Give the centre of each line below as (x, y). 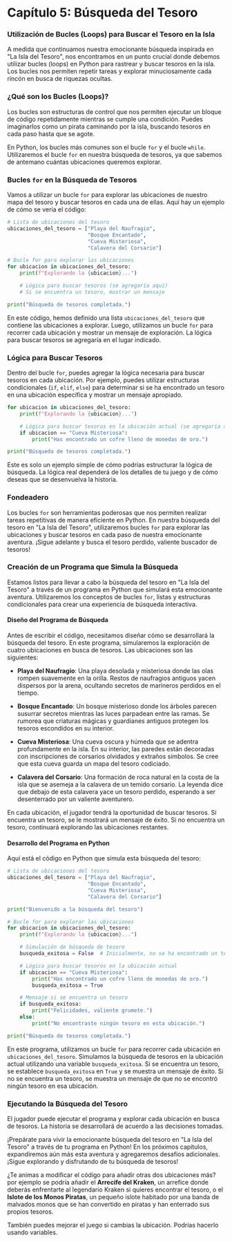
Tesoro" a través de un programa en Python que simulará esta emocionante (115, 590)
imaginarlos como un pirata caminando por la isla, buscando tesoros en (109, 126)
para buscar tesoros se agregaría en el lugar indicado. (84, 339)
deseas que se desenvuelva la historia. (62, 480)
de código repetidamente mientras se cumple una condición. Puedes (105, 119)
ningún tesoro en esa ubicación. (53, 1086)
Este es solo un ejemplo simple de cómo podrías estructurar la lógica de (110, 465)
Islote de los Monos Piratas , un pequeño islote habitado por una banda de (113, 1196)
